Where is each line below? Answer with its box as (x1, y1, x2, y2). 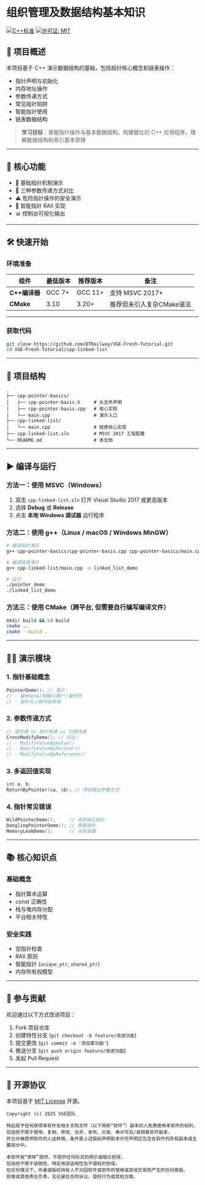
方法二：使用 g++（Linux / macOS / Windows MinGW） (6, 528, 173, 537)
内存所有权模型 (15, 968, 53, 975)
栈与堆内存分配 (15, 905, 53, 913)
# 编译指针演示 (6, 543, 40, 549)
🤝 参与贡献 (6, 993, 46, 1004)
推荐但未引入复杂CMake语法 (109, 300, 192, 309)
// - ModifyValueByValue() (6, 740, 75, 746)
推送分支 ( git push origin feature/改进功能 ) (15, 1047, 126, 1054)
